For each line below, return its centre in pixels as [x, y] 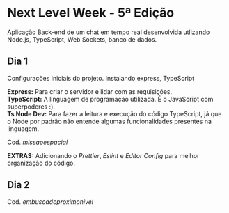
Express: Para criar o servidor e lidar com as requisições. [90, 91]
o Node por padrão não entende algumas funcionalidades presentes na [110, 121]
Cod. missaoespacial [38, 142]
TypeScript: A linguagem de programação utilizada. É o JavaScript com [110, 99]
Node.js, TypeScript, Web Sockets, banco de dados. [82, 39]
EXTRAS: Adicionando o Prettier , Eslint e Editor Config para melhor [103, 155]
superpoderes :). [31, 106]
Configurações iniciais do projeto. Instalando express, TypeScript [101, 78]
